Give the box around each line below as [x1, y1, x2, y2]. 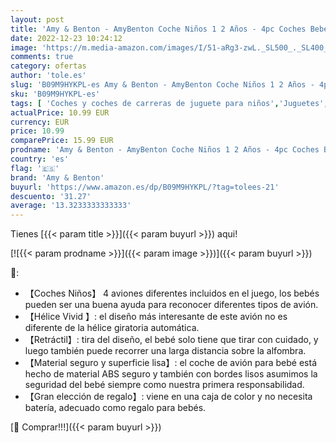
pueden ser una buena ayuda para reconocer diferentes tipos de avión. [24, 299, 319, 311]
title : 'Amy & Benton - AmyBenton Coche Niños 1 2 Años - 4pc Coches [10, 24, 307, 34]
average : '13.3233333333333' [10, 201, 132, 211]
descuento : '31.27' [10, 191, 92, 201]
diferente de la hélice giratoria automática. [24, 322, 200, 334]
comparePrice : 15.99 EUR [10, 136, 114, 146]
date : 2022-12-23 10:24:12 [10, 33, 123, 43]
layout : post [10, 14, 65, 25]
